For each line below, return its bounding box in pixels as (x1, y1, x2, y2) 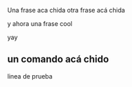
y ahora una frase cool (7, 20, 72, 27)
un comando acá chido (7, 53, 110, 65)
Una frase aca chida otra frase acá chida (7, 6, 125, 14)
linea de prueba (7, 72, 53, 80)
